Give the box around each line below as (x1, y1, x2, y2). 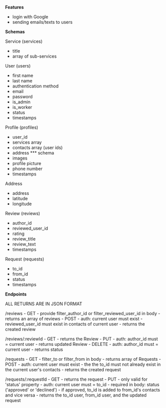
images (12, 155, 28, 161)
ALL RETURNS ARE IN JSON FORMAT (5, 301, 83, 307)
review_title (12, 236, 36, 242)
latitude (12, 196, 28, 201)
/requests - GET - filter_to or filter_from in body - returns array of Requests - (5, 356, 161, 362)
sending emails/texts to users (12, 19, 73, 25)
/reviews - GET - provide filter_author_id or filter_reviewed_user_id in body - (5, 311, 161, 316)
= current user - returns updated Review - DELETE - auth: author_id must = (5, 341, 159, 347)
